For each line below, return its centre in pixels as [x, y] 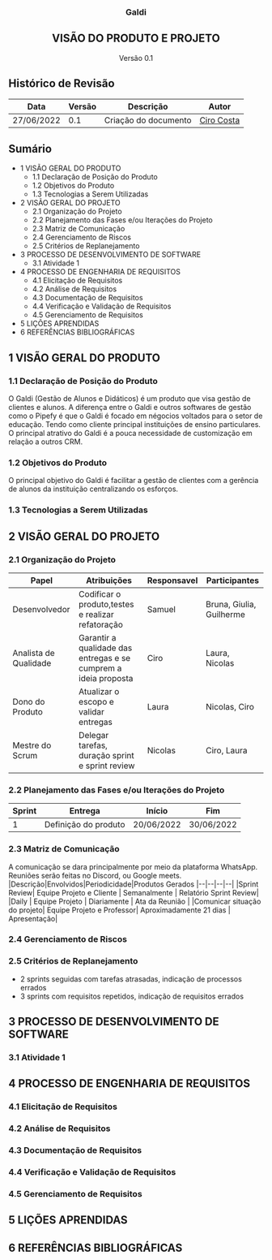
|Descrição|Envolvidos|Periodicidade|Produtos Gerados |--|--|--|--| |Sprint [134, 884]
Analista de [34, 653]
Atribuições [109, 580]
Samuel [161, 609]
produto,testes [106, 604]
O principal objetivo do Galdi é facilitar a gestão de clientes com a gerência [134, 481]
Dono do [29, 701]
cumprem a [100, 668]
